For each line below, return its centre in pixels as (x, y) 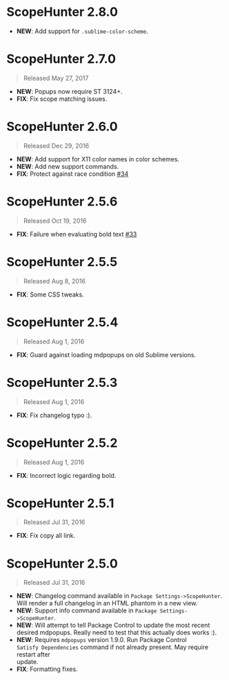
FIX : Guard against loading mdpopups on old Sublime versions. (106, 354)
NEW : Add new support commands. (68, 166)
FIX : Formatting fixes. (47, 669)
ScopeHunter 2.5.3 (62, 382)
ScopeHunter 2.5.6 (62, 201)
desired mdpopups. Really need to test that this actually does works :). (117, 632)
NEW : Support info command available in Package (87, 610)
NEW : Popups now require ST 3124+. (69, 91)
